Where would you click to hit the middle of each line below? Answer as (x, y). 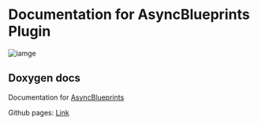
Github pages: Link (39, 112)
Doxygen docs (45, 78)
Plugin (30, 31)
